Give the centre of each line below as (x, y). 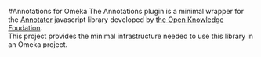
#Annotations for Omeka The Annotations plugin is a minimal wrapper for (126, 11)
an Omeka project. (38, 45)
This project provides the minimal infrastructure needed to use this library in (130, 36)
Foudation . (25, 28)
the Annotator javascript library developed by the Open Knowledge (116, 20)
